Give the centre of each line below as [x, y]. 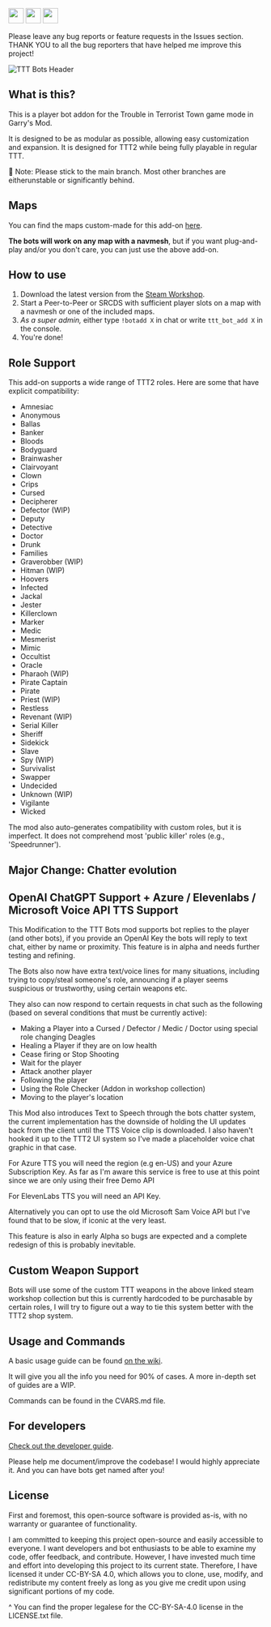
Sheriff [31, 734]
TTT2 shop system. [41, 1316]
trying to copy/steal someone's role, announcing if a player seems [119, 980]
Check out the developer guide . [61, 1445]
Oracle [31, 666]
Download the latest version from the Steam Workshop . [112, 294]
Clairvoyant [39, 467]
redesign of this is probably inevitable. [72, 1245]
